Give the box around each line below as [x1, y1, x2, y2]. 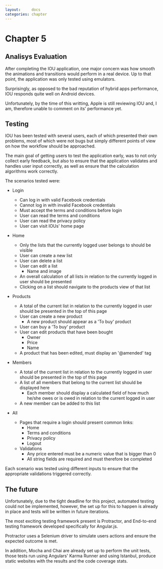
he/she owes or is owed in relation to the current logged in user [27, 395, 156, 401]
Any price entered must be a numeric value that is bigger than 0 [27, 451, 156, 457]
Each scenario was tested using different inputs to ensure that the [5, 466, 138, 472]
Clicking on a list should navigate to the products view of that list [19, 284, 151, 290]
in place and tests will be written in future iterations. [5, 509, 110, 514]
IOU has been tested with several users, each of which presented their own [5, 133, 158, 139]
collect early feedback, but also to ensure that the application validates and [5, 158, 158, 164]
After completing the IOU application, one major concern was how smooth [5, 65, 156, 71]
